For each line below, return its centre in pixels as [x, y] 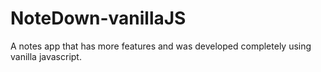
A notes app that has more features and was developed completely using [161, 46]
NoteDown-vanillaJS [98, 18]
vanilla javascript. [46, 56]
